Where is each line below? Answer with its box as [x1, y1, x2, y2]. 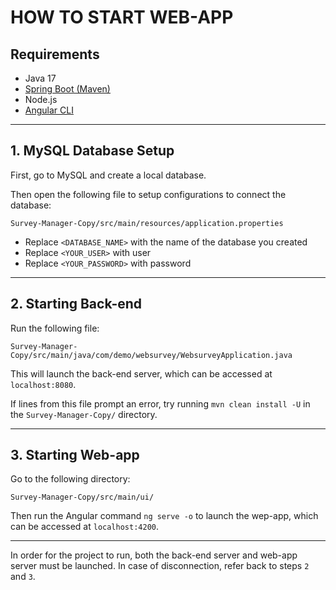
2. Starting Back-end [10, 296, 143, 313]
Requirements [10, 46, 100, 63]
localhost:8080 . [10, 378, 77, 390]
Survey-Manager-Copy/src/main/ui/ [10, 492, 155, 503]
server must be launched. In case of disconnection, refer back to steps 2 [10, 560, 310, 572]
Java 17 [24, 72, 57, 84]
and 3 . [10, 571, 36, 583]
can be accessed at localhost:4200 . [10, 521, 160, 533]
